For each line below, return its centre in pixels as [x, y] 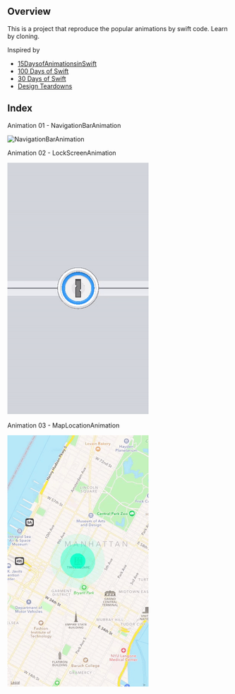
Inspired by [24, 49]
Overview [29, 12]
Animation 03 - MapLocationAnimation [64, 425]
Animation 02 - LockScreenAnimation [62, 153]
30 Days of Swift [42, 78]
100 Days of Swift [43, 71]
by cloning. [24, 36]
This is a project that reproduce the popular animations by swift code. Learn [117, 28]
